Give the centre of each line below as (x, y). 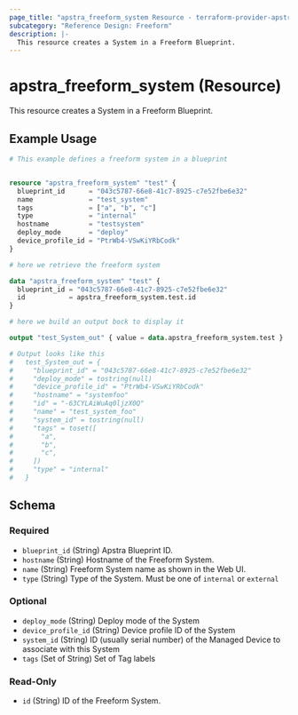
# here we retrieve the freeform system (85, 265)
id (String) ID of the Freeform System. (91, 701)
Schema (32, 506)
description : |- (39, 34)
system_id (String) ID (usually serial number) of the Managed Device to (151, 640)
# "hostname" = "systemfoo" (69, 395)
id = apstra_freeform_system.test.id (107, 298)
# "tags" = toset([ (53, 428)
